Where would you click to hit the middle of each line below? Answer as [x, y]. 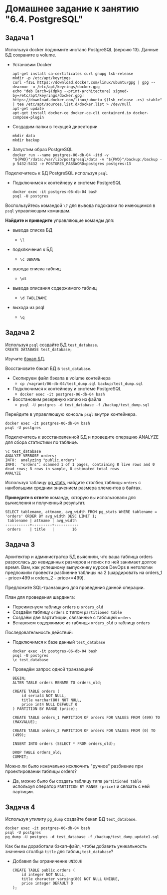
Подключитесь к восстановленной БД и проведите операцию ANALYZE [82, 437]
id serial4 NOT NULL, [44, 696]
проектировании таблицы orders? [41, 771]
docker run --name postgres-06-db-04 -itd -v [60, 155]
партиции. [23, 791]
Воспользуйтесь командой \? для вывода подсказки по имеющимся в [80, 205]
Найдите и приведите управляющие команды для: [60, 220]
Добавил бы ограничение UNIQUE [47, 861]
